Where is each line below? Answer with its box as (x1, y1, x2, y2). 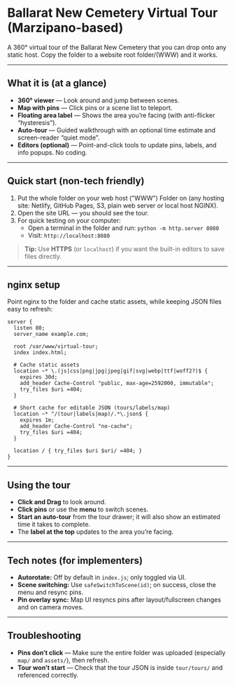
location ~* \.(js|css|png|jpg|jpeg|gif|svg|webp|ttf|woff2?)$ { (13, 368, 208, 375)
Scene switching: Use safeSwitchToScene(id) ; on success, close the (17, 581, 217, 589)
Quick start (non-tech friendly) (7, 175, 145, 187)
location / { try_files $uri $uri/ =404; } (13, 448, 142, 455)
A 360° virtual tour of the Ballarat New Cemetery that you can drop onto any (7, 43, 227, 51)
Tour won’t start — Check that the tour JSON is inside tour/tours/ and (17, 663, 223, 671)
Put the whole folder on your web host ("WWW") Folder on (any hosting (17, 194, 225, 202)
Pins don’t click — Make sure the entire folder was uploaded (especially (17, 648, 226, 657)
